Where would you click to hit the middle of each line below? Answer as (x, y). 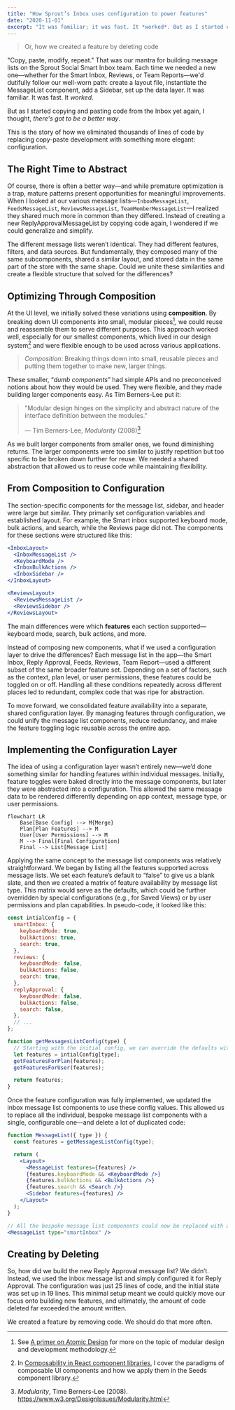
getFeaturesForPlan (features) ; (59, 1061)
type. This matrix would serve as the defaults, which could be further (107, 890)
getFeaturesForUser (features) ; (59, 1067)
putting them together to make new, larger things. (95, 366)
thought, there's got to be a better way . (64, 118)
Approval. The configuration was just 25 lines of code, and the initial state (113, 1286)
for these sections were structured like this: (70, 535)
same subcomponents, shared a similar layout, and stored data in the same (115, 259)
